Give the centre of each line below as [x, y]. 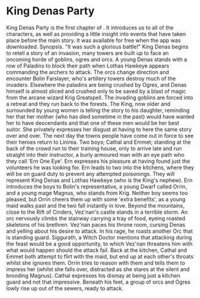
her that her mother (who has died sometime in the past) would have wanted [100, 116]
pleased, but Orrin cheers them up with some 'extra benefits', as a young [96, 199]
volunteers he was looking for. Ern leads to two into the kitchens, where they [100, 167]
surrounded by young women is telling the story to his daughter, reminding [98, 110]
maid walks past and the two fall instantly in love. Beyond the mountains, [96, 205]
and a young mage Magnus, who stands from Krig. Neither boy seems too [97, 193]
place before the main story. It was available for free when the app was [93, 40]
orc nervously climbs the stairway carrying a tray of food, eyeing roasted [96, 218]
